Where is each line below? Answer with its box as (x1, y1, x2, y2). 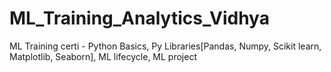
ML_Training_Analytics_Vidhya (9, 7, 270, 30)
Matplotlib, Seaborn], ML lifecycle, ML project (9, 50, 197, 62)
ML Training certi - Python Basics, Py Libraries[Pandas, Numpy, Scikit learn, (9, 40, 322, 52)
